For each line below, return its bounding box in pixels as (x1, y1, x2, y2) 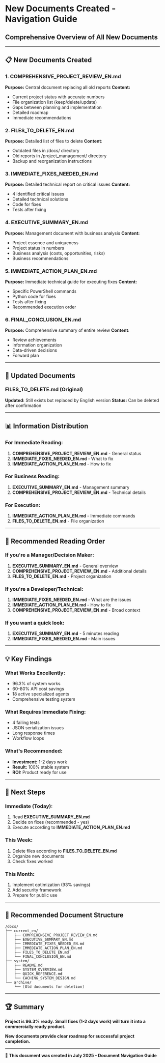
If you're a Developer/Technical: (5, 585, 83, 592)
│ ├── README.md (5, 963, 43, 968)
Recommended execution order (12, 304, 76, 310)
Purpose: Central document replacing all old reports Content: (5, 84, 130, 90)
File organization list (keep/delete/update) (12, 99, 97, 105)
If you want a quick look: (5, 620, 65, 627)
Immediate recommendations (12, 115, 72, 120)
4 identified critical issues (12, 191, 65, 197)
